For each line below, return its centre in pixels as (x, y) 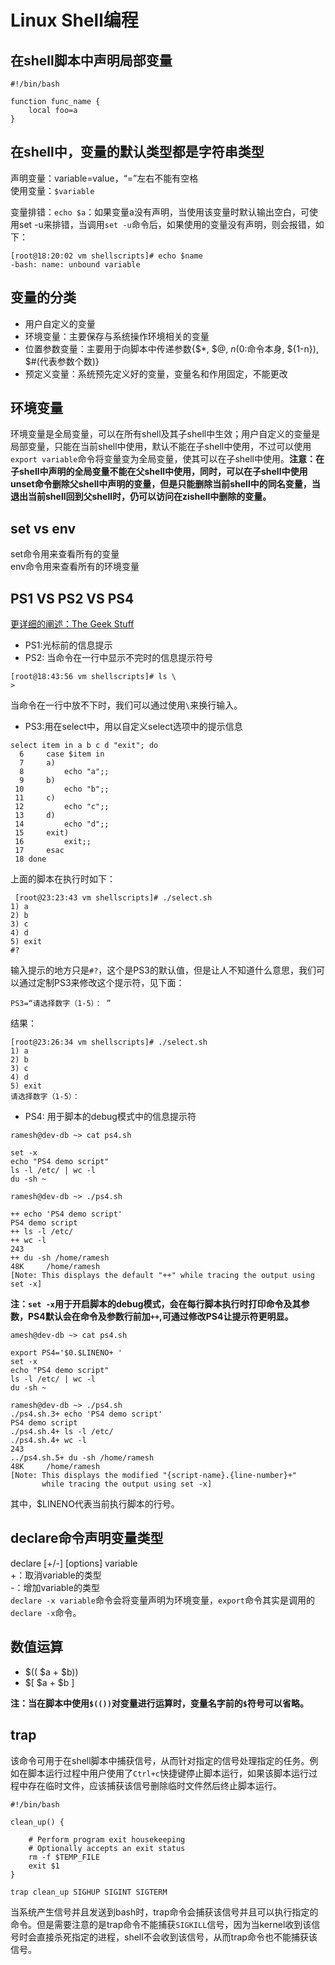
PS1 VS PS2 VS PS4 (72, 598)
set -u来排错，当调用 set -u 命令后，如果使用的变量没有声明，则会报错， (167, 224)
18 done (30, 859)
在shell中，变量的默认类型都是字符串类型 (137, 152)
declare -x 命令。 (46, 1612)
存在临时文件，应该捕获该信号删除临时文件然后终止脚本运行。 (154, 1785)
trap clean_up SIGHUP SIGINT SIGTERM (89, 1892)
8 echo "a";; (64, 772)
